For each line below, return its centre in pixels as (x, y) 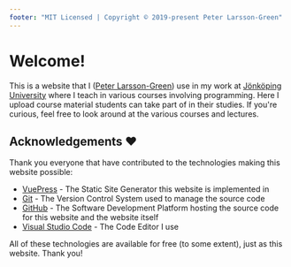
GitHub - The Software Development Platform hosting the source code (150, 208)
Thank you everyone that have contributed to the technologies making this (145, 163)
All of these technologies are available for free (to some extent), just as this (146, 244)
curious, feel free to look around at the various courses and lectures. (134, 114)
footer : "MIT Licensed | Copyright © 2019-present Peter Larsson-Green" (146, 17)
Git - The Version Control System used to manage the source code (143, 199)
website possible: (41, 172)
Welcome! (47, 61)
